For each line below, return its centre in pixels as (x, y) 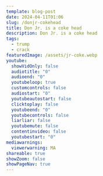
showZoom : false (26, 159)
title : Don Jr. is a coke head (44, 28)
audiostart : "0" (31, 93)
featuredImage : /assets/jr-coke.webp (52, 55)
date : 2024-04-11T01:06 (35, 17)
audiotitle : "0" (31, 72)
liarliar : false (31, 121)
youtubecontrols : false (40, 115)
